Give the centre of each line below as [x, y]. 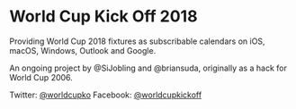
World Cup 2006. [41, 77]
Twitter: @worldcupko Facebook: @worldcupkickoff [106, 95]
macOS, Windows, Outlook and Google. [83, 50]
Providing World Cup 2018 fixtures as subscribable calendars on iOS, [137, 41]
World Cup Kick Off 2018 [103, 17]
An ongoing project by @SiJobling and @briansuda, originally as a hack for [148, 68]
